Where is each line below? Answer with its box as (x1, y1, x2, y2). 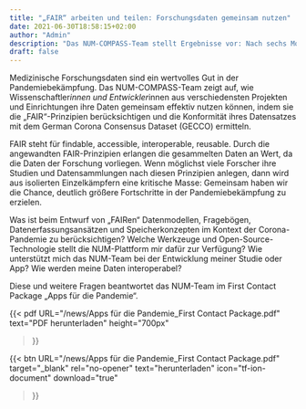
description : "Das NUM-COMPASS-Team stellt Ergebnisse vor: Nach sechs (9, 38, 287, 48)
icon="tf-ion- (217, 362, 266, 374)
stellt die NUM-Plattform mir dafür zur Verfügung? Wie (57, 244, 262, 255)
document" (9, 372, 52, 383)
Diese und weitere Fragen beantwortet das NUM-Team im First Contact (9, 280, 277, 292)
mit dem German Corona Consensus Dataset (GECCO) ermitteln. (9, 121, 252, 132)
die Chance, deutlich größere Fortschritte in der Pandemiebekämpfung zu (9, 187, 287, 198)
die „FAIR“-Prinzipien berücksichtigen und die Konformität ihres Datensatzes (9, 111, 297, 122)
